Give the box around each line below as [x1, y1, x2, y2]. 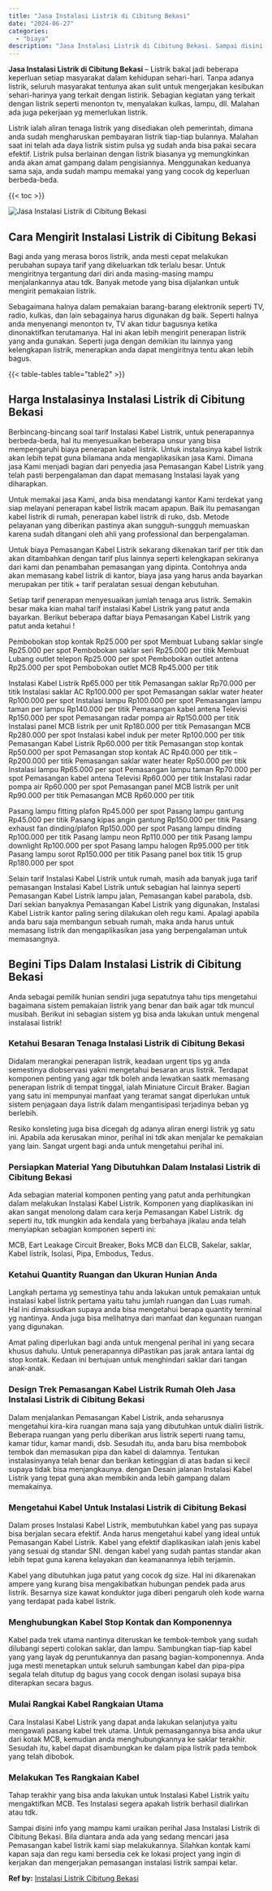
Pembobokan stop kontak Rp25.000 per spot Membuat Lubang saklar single [8, 637, 264, 646]
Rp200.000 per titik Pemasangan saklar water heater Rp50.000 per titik [8, 756, 248, 766]
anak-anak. [8, 1363, 46, 1373]
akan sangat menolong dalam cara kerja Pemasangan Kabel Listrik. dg [8, 1207, 244, 1217]
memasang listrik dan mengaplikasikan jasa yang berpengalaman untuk [8, 925, 248, 935]
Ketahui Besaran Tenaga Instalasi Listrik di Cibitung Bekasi [8, 1038, 245, 1049]
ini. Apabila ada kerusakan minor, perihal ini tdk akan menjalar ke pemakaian [8, 1132, 264, 1142]
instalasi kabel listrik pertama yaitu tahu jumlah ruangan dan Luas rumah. [8, 1296, 253, 1306]
